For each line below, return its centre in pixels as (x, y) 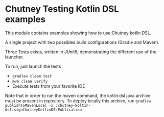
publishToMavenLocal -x (29, 105)
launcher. (14, 57)
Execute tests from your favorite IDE (48, 86)
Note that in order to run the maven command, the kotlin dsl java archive (78, 96)
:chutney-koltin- (73, 105)
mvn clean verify (30, 81)
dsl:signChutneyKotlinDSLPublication (44, 110)
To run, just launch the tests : (34, 66)
